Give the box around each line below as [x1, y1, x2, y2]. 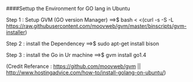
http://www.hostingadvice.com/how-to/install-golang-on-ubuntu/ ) [6, 69, 166, 76]
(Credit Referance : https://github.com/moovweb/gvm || [6, 63, 141, 70]
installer [6, 29, 25, 36]
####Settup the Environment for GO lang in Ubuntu [6, 5, 130, 12]
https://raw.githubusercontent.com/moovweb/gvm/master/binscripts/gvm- [6, 23, 187, 29]
